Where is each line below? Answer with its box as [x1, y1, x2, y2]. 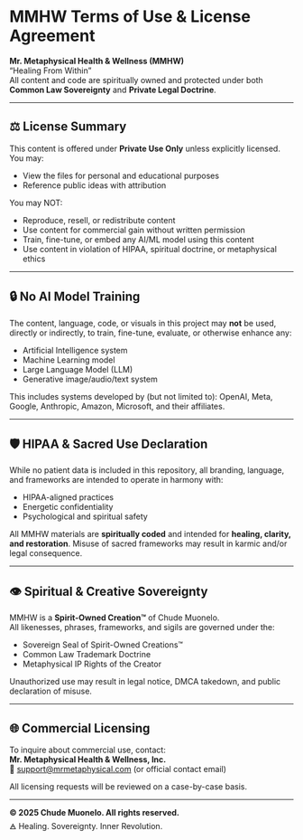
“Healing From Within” [9, 65, 92, 76]
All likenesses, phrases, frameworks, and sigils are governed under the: [9, 622, 275, 633]
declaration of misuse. [9, 685, 93, 697]
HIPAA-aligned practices [22, 492, 115, 503]
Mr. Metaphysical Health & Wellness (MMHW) [9, 55, 185, 66]
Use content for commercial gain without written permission [22, 224, 246, 235]
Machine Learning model [22, 354, 115, 365]
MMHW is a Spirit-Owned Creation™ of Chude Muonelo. [9, 612, 220, 623]
